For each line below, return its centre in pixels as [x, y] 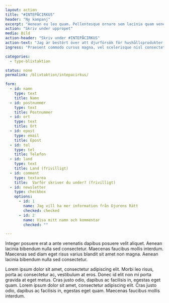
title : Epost [28, 140]
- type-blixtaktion [30, 61]
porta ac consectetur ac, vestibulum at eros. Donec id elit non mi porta [78, 275]
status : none [19, 70]
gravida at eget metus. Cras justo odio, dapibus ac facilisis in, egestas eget [83, 280]
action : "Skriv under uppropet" [39, 29]
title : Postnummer [33, 112]
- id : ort [20, 117]
